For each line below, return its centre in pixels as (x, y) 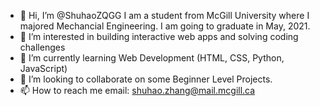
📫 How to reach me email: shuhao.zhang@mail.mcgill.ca (137, 90)
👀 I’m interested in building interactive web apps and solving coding (159, 36)
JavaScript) (43, 68)
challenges (42, 47)
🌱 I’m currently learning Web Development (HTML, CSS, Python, (152, 58)
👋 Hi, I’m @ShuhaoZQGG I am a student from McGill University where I (164, 15)
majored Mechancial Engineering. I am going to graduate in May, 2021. (165, 26)
